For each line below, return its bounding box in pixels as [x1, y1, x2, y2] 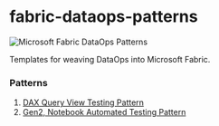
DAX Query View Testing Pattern [22, 97, 145, 108]
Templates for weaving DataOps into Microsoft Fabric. [9, 53, 211, 64]
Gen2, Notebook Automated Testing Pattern [22, 107, 186, 118]
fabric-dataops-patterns [9, 6, 198, 27]
